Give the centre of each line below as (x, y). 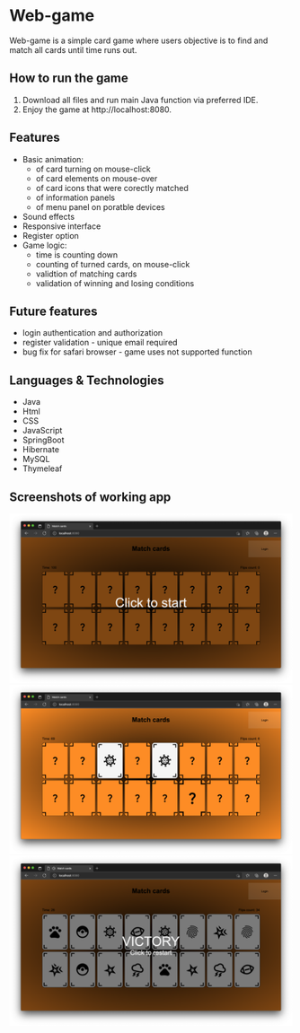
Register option (50, 235)
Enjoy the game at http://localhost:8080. (97, 109)
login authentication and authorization (93, 333)
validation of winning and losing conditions (115, 283)
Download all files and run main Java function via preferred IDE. (140, 100)
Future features (53, 311)
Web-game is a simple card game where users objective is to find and (139, 40)
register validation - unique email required (100, 343)
